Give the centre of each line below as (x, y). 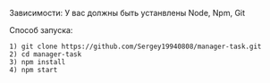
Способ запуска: (41, 30)
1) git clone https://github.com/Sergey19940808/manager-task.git (135, 46)
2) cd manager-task (46, 54)
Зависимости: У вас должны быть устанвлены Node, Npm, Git (127, 13)
